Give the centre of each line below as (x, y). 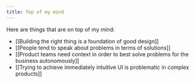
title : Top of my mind (35, 12)
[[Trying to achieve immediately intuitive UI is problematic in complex (102, 67)
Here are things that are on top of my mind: (61, 29)
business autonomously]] (47, 60)
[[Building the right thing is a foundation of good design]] (87, 41)
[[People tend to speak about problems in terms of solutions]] (93, 48)
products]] (28, 73)
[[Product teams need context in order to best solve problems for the (102, 54)
